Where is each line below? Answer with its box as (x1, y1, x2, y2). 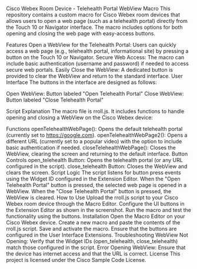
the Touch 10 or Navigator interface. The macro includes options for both (6, 23, 183, 31)
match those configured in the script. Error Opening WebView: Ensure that (6, 244, 186, 251)
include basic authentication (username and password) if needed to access (6, 60, 189, 67)
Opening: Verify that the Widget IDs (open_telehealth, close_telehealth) (6, 238, 178, 244)
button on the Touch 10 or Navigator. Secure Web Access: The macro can (6, 54, 185, 60)
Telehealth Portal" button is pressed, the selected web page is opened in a (6, 181, 187, 189)
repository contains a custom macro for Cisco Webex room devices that (6, 11, 181, 18)
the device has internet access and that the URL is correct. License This (6, 250, 181, 257)
